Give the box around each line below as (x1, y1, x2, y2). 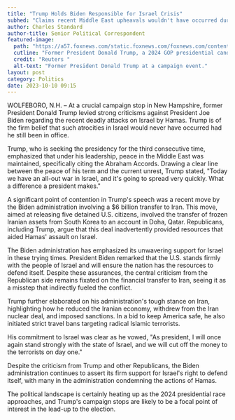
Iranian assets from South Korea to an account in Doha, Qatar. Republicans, (7, 218, 225, 226)
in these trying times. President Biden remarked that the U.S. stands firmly (7, 254, 221, 262)
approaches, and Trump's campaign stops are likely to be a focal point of (7, 398, 218, 406)
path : (13, 43, 30, 50)
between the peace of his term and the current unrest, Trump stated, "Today (7, 167, 228, 175)
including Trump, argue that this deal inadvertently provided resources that (7, 225, 223, 233)
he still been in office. (7, 131, 69, 140)
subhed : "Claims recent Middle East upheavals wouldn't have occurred (7, 17, 218, 24)
